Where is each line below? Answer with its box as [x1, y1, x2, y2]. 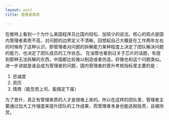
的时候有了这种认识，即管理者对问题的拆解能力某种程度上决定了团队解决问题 [5, 43, 164, 49]
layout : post [5, 7, 33, 13]
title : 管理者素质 [5, 12, 40, 17]
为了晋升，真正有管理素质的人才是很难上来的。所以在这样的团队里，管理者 [5, 96, 159, 102]
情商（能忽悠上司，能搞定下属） [12, 86, 79, 92]
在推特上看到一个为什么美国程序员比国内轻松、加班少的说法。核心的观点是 [5, 31, 159, 37]
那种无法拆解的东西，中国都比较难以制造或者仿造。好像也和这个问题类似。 [9, 56, 164, 62]
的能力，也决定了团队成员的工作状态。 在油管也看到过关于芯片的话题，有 [5, 50, 156, 56]
